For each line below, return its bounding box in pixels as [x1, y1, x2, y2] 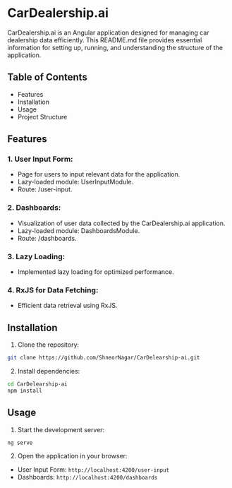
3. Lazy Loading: [7, 251, 66, 261]
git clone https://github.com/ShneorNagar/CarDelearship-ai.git [7, 355, 200, 362]
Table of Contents [7, 71, 88, 83]
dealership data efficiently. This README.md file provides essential [7, 35, 202, 44]
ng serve [7, 439, 33, 446]
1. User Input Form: [7, 154, 73, 164]
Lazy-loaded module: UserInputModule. [17, 178, 134, 186]
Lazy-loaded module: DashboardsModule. [17, 226, 140, 234]
